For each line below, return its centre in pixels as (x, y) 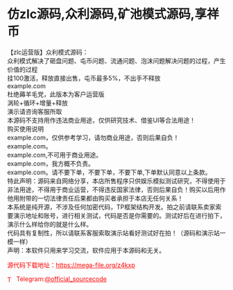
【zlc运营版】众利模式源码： (48, 52)
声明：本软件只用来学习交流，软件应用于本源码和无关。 (86, 250)
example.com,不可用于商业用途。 (55, 155)
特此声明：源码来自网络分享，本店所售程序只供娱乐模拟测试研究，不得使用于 (116, 180)
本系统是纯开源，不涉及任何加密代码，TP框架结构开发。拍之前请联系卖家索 (114, 207)
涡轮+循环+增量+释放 (37, 103)
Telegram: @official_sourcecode (62, 279)
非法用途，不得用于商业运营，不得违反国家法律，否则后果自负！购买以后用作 (116, 189)
